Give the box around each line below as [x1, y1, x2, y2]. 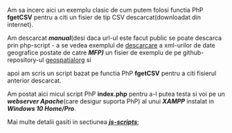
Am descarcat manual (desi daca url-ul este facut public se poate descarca [7, 34, 222, 42]
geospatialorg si [45, 56, 91, 64]
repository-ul [7, 56, 44, 64]
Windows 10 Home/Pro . [7, 105, 76, 112]
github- [182, 48, 204, 57]
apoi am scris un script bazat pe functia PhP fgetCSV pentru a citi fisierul [7, 69, 217, 77]
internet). [7, 21, 33, 28]
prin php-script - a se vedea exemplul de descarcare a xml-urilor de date [7, 41, 216, 49]
